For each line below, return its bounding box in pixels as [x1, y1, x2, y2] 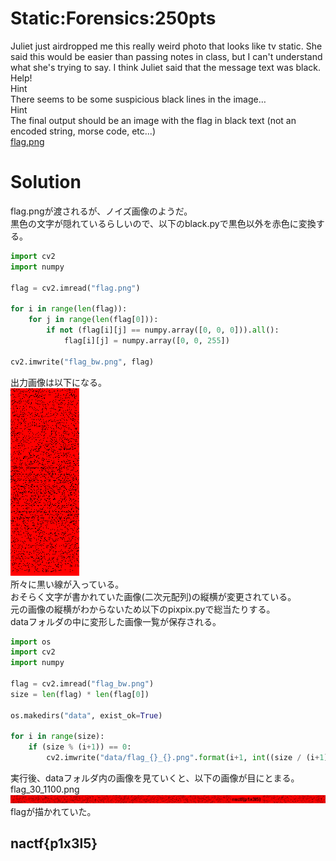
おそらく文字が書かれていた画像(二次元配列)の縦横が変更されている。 [10, 590, 297, 602]
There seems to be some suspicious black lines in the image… [10, 93, 267, 105]
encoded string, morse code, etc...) [10, 125, 156, 137]
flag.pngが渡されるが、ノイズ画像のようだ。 [10, 205, 193, 217]
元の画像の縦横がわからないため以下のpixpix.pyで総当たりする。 [10, 603, 276, 615]
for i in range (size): [10, 732, 105, 742]
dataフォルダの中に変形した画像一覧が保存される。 [10, 615, 222, 627]
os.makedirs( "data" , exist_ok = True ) [10, 710, 163, 721]
